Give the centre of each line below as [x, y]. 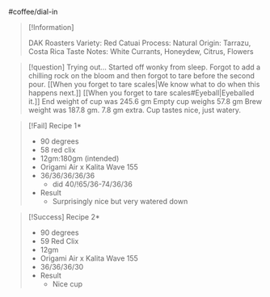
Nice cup [67, 284]
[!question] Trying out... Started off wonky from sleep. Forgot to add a [144, 67]
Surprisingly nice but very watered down [120, 201]
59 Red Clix [59, 241]
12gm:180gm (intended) [80, 158]
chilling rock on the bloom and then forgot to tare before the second [141, 75]
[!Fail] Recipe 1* [55, 125]
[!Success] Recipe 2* [64, 217]
